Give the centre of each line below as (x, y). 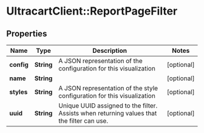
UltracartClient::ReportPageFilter (92, 11)
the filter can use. (83, 121)
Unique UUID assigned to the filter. (108, 106)
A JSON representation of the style (108, 88)
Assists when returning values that (108, 113)
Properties (27, 34)
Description (110, 51)
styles (19, 92)
